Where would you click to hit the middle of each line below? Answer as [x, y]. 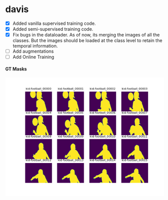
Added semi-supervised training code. [53, 29]
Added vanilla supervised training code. [54, 23]
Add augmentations [33, 51]
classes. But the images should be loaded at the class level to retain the [87, 41]
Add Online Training [33, 57]
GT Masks [16, 69]
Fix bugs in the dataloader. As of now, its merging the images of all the [86, 35]
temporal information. [35, 46]
